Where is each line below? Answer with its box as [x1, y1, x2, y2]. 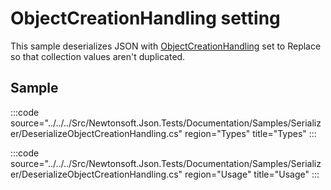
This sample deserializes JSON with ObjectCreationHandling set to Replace [10, 40, 322, 52]
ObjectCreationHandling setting [10, 7, 281, 30]
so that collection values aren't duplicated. [10, 50, 186, 62]
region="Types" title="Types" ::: [184, 127, 317, 139]
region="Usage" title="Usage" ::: [184, 168, 320, 180]
